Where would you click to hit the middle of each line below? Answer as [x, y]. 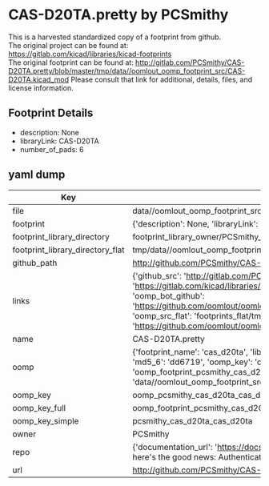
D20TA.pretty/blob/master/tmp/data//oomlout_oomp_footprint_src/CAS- [127, 70]
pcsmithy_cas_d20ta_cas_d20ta [192, 420]
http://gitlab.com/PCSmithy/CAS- [190, 62]
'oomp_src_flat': [162, 315]
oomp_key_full [39, 408]
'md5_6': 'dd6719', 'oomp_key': [192, 362]
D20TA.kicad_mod [39, 79]
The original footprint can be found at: [71, 62]
